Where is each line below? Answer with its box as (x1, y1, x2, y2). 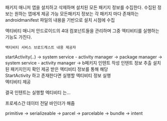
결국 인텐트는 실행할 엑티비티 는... (5, 90, 71, 95)
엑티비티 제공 (5, 79, 31, 85)
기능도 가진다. (5, 34, 33, 40)
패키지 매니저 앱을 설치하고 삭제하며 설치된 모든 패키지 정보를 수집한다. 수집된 (5, 5, 156, 10)
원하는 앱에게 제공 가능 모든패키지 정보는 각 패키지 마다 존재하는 (14, 11, 139, 17)
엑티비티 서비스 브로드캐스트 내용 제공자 (5, 45, 76, 50)
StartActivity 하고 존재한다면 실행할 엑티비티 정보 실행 (5, 73, 111, 78)
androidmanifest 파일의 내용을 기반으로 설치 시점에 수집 (5, 17, 115, 23)
